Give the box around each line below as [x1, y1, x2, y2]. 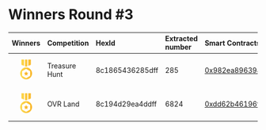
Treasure [47, 61, 77, 71]
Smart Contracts [204, 38, 261, 48]
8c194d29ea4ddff [95, 99, 157, 109]
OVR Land [47, 99, 80, 109]
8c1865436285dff [95, 65, 158, 75]
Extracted [165, 34, 198, 44]
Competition [47, 38, 89, 48]
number [165, 42, 192, 52]
